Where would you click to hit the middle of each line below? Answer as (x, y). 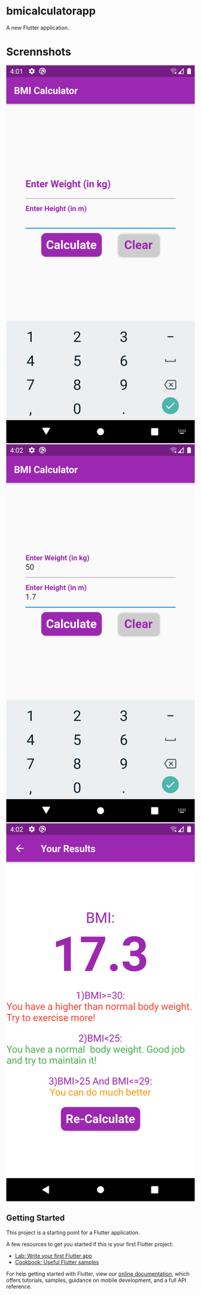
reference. (19, 1286)
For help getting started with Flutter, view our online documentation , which (98, 1273)
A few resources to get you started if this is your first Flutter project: (90, 1244)
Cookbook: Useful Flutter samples (57, 1262)
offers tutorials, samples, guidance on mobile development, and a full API (96, 1280)
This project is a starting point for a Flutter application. (73, 1232)
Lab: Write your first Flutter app (54, 1255)
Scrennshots (39, 52)
